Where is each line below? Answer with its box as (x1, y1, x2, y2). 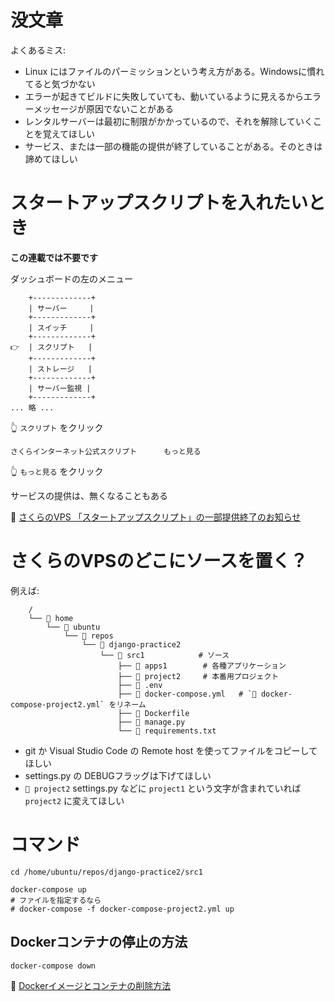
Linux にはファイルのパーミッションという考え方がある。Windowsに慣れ (24, 65, 325, 77)
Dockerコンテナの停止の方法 (10, 934, 188, 951)
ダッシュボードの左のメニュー (10, 272, 133, 285)
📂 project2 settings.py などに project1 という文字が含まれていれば (24, 782, 302, 794)
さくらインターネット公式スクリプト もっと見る (10, 446, 202, 456)
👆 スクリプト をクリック (10, 421, 104, 433)
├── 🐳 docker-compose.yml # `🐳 (117, 689, 257, 699)
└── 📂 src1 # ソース (99, 650, 230, 660)
